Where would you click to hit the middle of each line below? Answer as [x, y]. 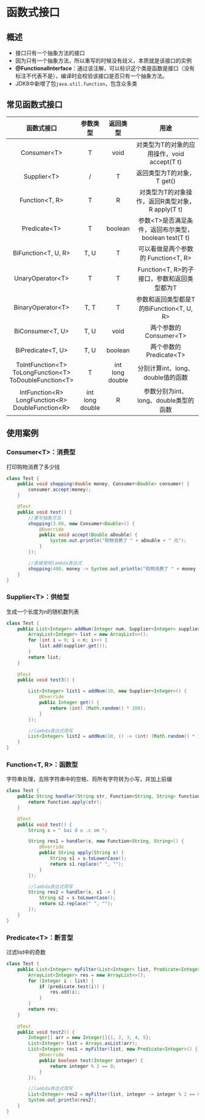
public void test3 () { [46, 680]
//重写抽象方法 [45, 518]
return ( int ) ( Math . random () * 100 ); [98, 708]
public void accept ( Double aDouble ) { [88, 535]
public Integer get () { [69, 703]
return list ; [45, 657]
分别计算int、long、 [166, 368]
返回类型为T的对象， [166, 173]
